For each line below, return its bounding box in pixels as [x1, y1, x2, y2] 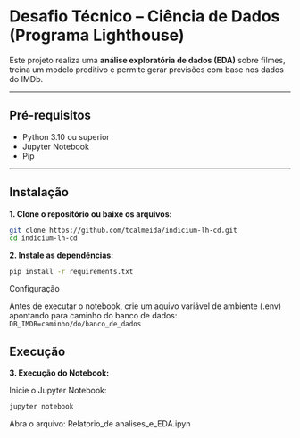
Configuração [9, 284, 60, 294]
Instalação [9, 185, 70, 200]
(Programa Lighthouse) [9, 25, 185, 45]
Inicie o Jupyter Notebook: [9, 385, 107, 395]
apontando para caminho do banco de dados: [9, 310, 178, 321]
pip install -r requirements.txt [9, 268, 134, 277]
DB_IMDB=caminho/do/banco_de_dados [9, 319, 142, 329]
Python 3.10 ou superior [21, 131, 110, 142]
